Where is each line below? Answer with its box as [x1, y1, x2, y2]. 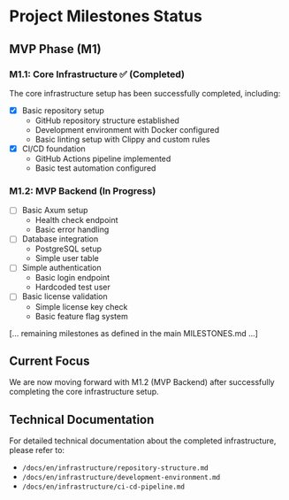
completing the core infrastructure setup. [9, 387, 159, 397]
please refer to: [9, 445, 65, 456]
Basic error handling [34, 224, 110, 235]
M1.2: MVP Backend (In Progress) [9, 184, 156, 196]
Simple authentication [21, 263, 102, 273]
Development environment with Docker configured [34, 124, 220, 135]
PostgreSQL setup [34, 243, 102, 254]
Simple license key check [34, 301, 128, 312]
